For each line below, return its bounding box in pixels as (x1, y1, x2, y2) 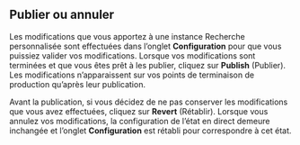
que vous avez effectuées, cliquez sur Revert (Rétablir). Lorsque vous (9, 105, 269, 116)
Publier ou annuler (9, 7, 115, 23)
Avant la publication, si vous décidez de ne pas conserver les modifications (9, 96, 288, 107)
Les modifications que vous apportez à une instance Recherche (9, 31, 245, 41)
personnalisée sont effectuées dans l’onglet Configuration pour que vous (9, 41, 282, 51)
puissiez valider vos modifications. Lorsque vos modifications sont (9, 50, 256, 61)
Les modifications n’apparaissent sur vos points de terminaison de (9, 69, 254, 80)
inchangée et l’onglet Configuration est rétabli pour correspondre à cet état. (9, 125, 292, 136)
